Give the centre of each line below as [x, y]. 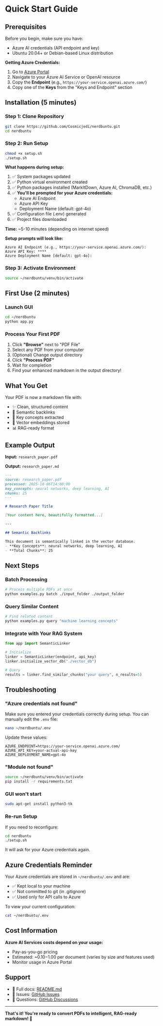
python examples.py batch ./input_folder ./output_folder [65, 594]
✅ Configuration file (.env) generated [49, 214]
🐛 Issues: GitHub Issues [36, 994]
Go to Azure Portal [31, 72]
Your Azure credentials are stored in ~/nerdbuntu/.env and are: [68, 877]
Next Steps [22, 566]
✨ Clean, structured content [40, 407]
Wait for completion [32, 365]
